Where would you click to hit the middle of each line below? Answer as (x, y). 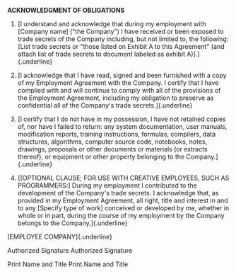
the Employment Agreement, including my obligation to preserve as (116, 98)
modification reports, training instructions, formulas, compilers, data (117, 134)
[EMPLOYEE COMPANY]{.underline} (60, 237)
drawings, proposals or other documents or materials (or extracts (113, 149)
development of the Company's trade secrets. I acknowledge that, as (118, 193)
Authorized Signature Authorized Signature (70, 250)
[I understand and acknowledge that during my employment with (112, 24)
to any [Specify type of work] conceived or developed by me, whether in (123, 208)
